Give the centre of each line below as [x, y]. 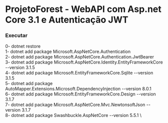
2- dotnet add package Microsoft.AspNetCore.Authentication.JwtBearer [80, 57]
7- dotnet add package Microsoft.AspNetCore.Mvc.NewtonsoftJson [75, 105]
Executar [16, 35]
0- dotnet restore [23, 46]
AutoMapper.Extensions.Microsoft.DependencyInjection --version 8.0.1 [78, 89]
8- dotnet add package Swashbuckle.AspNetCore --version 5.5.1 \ [73, 115]
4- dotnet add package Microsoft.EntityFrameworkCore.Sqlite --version [79, 73]
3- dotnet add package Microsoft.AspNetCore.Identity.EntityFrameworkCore [84, 62]
